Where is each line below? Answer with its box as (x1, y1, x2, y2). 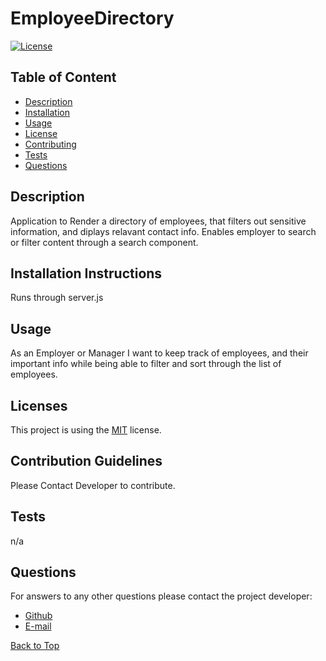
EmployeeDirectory (10, 7, 175, 30)
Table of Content (10, 69, 117, 86)
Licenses (10, 397, 68, 414)
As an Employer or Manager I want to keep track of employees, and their (10, 347, 309, 359)
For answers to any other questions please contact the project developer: (10, 590, 313, 602)
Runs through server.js (10, 292, 104, 304)
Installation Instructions (10, 265, 163, 282)
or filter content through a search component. (10, 236, 199, 248)
